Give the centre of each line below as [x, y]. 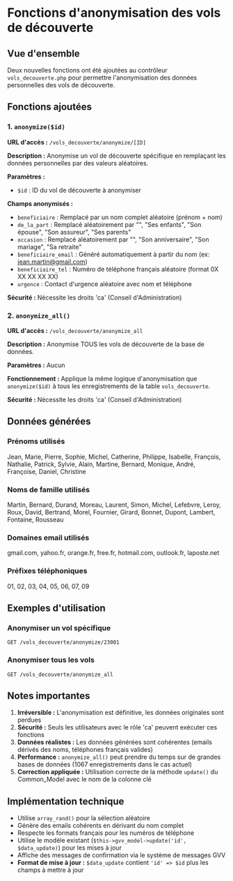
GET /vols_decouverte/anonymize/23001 [63, 643]
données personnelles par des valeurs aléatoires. [78, 163]
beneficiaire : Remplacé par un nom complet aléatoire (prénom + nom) [120, 217]
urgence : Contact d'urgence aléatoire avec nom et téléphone [105, 283]
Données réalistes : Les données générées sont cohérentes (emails [114, 742]
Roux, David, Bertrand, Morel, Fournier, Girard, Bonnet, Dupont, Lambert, [111, 512]
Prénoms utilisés [36, 441]
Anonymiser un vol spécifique [59, 628]
